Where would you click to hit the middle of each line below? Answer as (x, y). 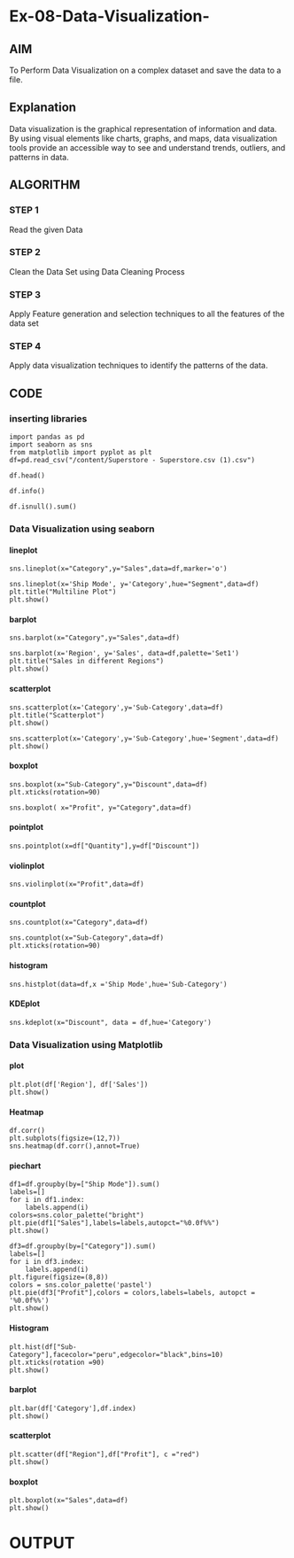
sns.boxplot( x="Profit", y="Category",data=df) (101, 808)
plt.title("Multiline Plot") (63, 592)
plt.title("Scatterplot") (57, 715)
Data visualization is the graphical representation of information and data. (143, 128)
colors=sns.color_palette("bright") (77, 1215)
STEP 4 (25, 346)
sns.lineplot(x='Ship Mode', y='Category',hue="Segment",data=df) (134, 585)
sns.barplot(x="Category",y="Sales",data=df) (94, 638)
